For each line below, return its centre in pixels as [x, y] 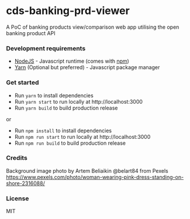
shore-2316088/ [25, 183]
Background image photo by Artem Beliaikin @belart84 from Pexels [87, 170]
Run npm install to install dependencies [63, 131]
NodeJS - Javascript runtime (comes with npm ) [72, 61]
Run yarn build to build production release [66, 108]
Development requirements [46, 48]
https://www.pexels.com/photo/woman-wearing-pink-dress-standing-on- [95, 177]
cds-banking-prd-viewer [68, 11]
